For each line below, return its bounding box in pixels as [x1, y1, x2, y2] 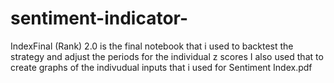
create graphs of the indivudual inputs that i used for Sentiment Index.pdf [10, 61, 313, 73]
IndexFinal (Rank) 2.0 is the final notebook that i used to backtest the [10, 40, 294, 52]
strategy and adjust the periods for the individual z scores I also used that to [10, 50, 324, 62]
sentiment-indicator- [10, 7, 189, 30]
